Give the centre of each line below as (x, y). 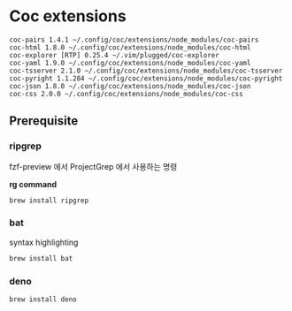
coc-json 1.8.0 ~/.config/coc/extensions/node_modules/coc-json (130, 86)
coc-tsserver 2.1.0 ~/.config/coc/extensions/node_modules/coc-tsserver (146, 71)
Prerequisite (44, 121)
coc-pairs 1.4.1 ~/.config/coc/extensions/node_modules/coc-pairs (134, 40)
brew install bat (41, 258)
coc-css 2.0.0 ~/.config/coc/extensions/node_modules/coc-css (126, 94)
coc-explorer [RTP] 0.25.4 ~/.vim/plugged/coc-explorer (114, 55)
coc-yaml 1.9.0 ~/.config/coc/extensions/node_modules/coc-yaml (130, 63)
